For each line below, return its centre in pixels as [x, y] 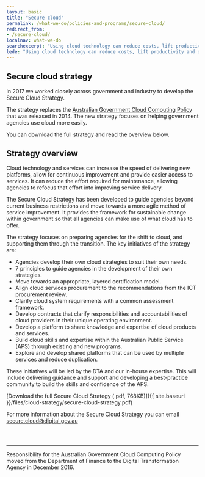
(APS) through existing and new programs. [69, 346]
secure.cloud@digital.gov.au [42, 421]
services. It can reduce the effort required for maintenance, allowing [92, 181]
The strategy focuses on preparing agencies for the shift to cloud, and [95, 237]
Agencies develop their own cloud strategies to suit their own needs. [101, 262]
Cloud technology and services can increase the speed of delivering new [98, 168]
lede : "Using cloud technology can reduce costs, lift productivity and [101, 52]
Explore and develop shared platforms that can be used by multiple [99, 353]
